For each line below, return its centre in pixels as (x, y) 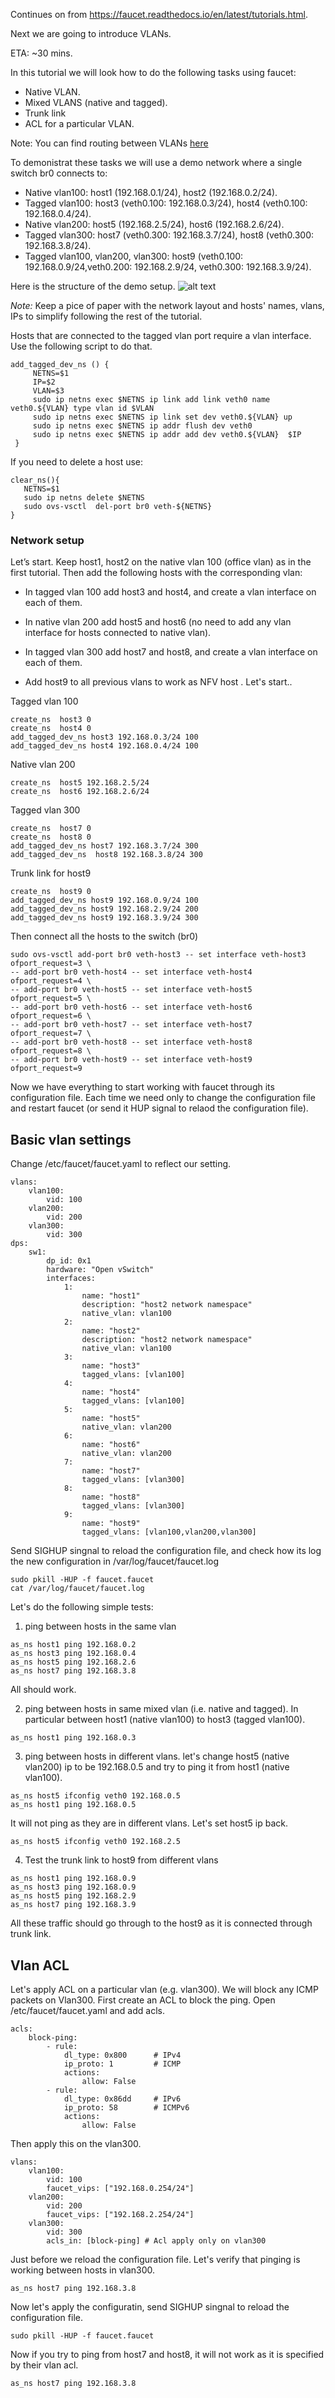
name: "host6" (111, 1445)
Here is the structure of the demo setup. (93, 286)
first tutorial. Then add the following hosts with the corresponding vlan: (156, 573)
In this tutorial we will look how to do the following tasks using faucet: (153, 72)
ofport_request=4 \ (51, 981)
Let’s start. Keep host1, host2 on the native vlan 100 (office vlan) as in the (161, 562)
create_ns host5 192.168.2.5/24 (80, 783)
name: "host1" (111, 1296)
